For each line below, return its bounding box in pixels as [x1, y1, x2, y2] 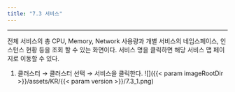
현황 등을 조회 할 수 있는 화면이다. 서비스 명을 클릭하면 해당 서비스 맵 [25, 45, 212, 54]
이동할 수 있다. [20, 54, 59, 63]
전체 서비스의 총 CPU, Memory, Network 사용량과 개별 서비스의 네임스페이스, [7, 36, 219, 45]
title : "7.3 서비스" [7, 10, 63, 17]
